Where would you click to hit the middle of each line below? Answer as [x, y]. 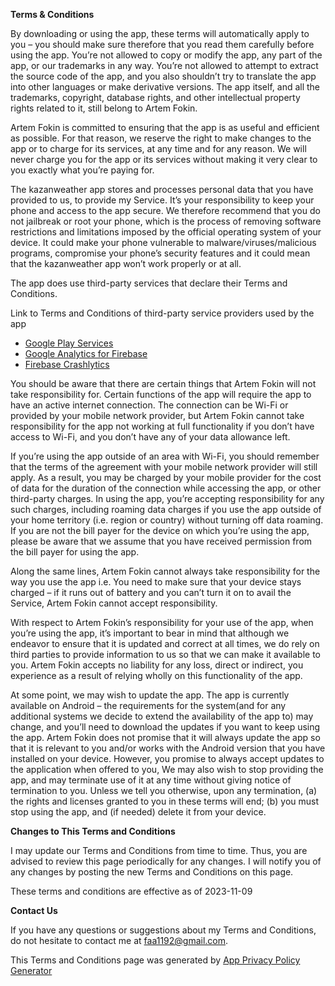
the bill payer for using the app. [75, 552]
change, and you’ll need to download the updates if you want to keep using [165, 727]
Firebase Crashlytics [67, 364]
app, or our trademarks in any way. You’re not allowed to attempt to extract [164, 65]
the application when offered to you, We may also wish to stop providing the [167, 769]
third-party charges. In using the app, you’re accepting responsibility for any [167, 498]
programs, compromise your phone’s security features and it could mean [160, 253]
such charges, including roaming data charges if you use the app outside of [166, 509]
